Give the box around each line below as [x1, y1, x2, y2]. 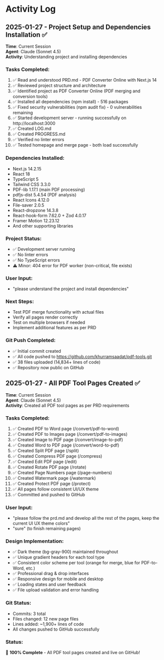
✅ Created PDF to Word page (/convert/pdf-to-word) [12, 426, 119, 431]
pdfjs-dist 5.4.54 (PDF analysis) [12, 192, 77, 197]
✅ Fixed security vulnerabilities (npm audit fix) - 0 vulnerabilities [12, 104, 142, 110]
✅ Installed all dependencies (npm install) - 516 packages [12, 99, 128, 105]
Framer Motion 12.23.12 [12, 217, 60, 223]
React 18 [12, 171, 30, 177]
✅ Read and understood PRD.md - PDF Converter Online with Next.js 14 [12, 77, 157, 83]
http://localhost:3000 [12, 121, 56, 127]
